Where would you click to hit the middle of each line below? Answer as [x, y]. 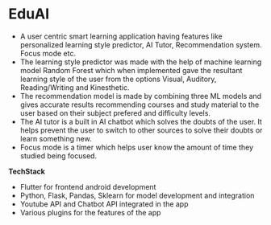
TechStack [27, 171]
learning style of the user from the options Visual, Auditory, [118, 79]
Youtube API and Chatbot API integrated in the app [104, 204]
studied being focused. [58, 155]
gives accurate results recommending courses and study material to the [140, 104]
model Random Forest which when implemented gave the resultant [131, 70]
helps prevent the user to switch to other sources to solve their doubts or [141, 130]
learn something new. [56, 138]
